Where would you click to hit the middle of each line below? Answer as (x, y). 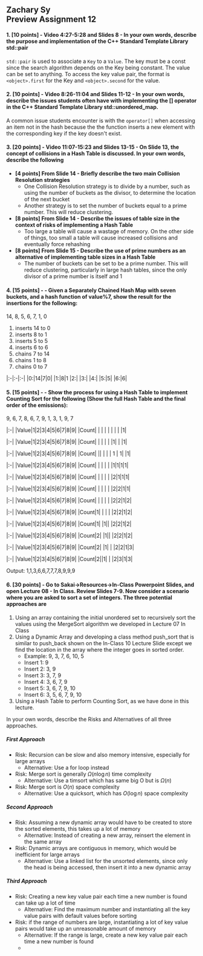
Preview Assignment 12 (51, 20)
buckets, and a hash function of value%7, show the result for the (89, 296)
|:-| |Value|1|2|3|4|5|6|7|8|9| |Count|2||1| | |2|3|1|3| (69, 559)
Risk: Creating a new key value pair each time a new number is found (101, 896)
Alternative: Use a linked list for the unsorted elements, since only (106, 860)
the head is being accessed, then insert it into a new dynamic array (108, 867)
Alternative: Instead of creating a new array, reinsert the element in (107, 835)
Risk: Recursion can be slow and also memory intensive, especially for (102, 755)
